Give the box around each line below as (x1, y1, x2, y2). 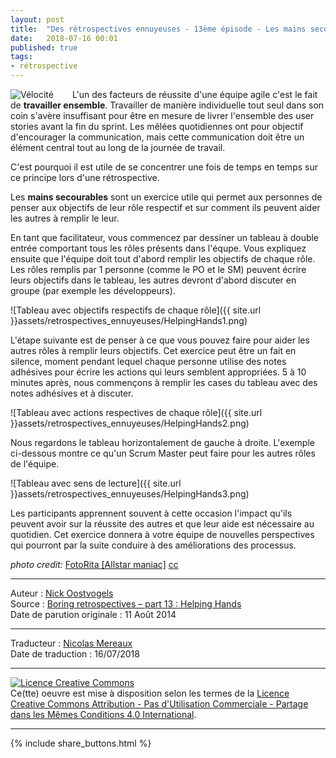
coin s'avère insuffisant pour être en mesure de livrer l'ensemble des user (10, 110, 315, 121)
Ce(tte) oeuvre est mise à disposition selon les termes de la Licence (10, 687, 290, 699)
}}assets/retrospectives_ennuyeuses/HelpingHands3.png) (10, 488, 250, 500)
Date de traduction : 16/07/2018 (10, 648, 140, 660)
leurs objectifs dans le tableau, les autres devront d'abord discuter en (10, 274, 297, 286)
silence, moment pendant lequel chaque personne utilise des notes (10, 356, 287, 367)
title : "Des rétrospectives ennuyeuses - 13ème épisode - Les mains (10, 24, 307, 34)
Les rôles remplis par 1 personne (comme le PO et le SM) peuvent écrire (10, 264, 307, 275)
